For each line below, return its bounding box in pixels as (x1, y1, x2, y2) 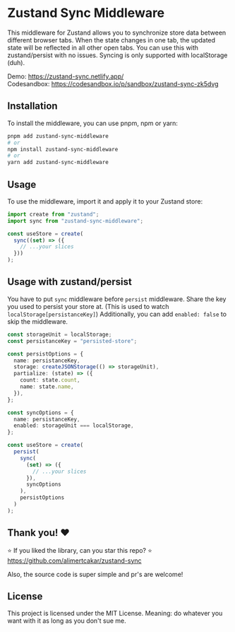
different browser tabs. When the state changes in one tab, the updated (7, 35, 216, 44)
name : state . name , (20, 383, 74, 390)
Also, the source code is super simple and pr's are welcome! (7, 570, 183, 578)
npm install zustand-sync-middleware (7, 146, 119, 153)
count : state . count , (20, 377, 80, 384)
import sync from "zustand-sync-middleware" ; (7, 217, 143, 224)
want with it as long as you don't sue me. (7, 616, 127, 625)
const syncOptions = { (7, 409, 74, 416)
